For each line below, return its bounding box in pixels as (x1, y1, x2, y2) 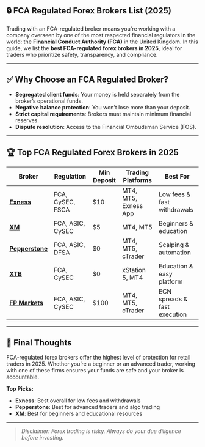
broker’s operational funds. (15, 97, 84, 105)
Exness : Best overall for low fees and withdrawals (15, 397, 141, 404)
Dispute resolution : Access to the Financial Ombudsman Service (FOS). (15, 123, 196, 130)
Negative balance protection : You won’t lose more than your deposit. (15, 103, 191, 111)
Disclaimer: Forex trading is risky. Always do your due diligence (21, 427, 181, 435)
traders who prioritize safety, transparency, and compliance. (6, 51, 158, 58)
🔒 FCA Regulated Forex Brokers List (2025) (6, 6, 172, 16)
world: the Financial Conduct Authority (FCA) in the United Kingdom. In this (6, 38, 198, 45)
